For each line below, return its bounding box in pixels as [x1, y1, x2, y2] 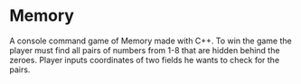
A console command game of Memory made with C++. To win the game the [9, 35, 292, 46]
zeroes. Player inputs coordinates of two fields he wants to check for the [9, 54, 280, 65]
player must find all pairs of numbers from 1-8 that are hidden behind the [9, 44, 280, 55]
